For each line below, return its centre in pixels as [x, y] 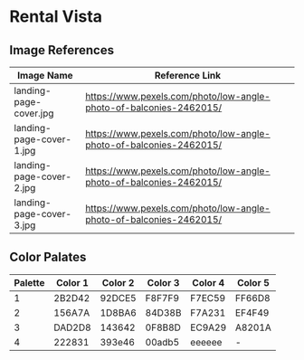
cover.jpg [34, 113]
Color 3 [163, 282]
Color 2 [118, 282]
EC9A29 [208, 327]
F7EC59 [208, 298]
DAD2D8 [73, 327]
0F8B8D [163, 327]
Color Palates [48, 257]
